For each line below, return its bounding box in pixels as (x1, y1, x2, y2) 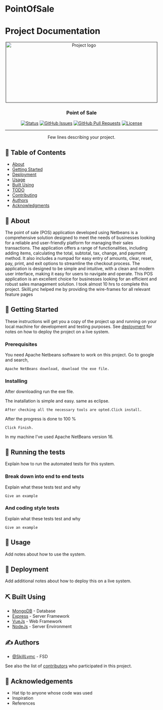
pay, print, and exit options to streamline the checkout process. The (5, 261, 140, 267)
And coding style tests (5, 505, 60, 511)
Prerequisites (5, 341, 37, 348)
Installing (5, 378, 28, 385)
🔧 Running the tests (5, 448, 65, 456)
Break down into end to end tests (5, 473, 84, 480)
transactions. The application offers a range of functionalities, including (5, 245, 148, 251)
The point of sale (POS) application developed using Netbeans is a (5, 230, 138, 236)
